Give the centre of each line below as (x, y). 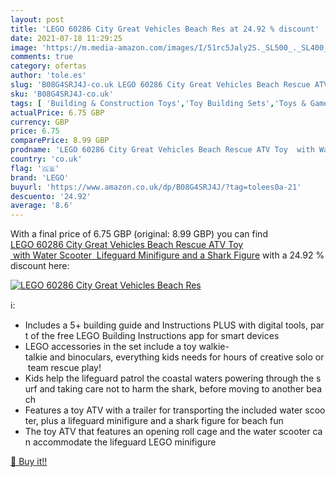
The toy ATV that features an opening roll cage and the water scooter (167, 432)
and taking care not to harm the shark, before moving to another (172, 389)
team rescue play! (64, 368)
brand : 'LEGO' (40, 177)
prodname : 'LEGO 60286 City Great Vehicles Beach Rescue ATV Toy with (162, 150)
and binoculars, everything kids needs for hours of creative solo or (187, 357)
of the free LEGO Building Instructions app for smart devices (155, 336)
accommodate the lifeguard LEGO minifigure (125, 442)
